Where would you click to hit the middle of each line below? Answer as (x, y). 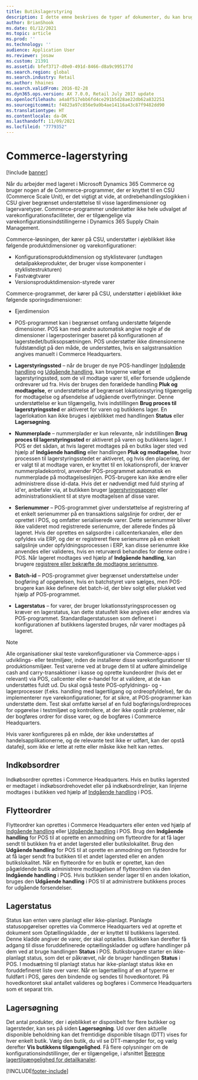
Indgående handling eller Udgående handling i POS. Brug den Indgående (95, 831)
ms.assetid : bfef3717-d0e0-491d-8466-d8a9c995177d (70, 66)
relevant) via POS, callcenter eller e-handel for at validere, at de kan (88, 678)
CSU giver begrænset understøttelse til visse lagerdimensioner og (86, 203)
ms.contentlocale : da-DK (37, 116)
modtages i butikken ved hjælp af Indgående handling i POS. (80, 792)
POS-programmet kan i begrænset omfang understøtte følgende (93, 322)
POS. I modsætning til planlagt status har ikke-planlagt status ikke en (90, 964)
